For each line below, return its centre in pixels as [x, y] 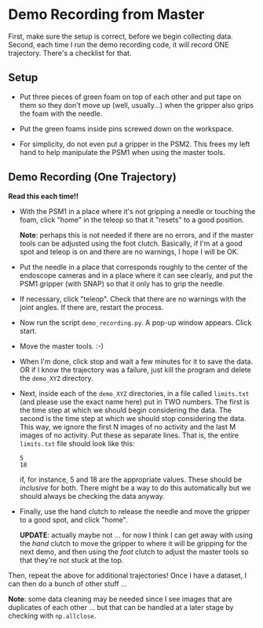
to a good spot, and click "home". [73, 519]
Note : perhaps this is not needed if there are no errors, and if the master [136, 235]
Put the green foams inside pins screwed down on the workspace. [126, 128]
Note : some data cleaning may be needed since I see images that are [121, 599]
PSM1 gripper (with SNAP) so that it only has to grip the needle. [122, 283]
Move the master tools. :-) [62, 346]
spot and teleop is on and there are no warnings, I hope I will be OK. [129, 251]
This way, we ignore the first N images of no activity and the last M [128, 427]
